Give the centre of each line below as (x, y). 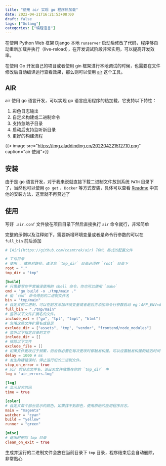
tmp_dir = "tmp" (22, 273)
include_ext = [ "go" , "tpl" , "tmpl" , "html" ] (53, 319)
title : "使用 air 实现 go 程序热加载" (41, 10)
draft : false (19, 19)
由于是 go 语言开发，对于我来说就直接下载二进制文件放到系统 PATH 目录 (77, 181)
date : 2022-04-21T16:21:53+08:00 (40, 14)
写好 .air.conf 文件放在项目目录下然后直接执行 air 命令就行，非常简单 (77, 224)
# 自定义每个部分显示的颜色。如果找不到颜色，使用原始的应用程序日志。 (68, 406)
